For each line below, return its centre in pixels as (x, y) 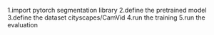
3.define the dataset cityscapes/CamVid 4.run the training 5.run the (106, 17)
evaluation (22, 25)
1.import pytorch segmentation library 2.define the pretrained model (107, 10)
